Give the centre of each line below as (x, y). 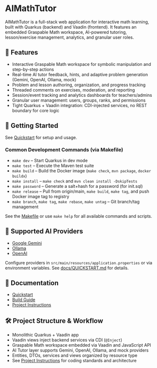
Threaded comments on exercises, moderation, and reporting (73, 90)
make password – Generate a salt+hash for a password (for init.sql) (77, 186)
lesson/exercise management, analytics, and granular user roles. (70, 37)
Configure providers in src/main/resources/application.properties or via (79, 262)
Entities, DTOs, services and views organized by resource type (75, 355)
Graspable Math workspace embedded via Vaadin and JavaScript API (81, 345)
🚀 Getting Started (32, 126)
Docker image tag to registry (40, 196)
